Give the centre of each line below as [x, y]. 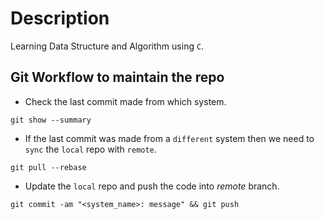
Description [60, 18]
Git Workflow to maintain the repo [117, 77]
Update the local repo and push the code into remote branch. [152, 186]
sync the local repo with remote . [90, 149]
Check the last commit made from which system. [125, 101]
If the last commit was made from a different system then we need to [169, 138]
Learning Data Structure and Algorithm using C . [107, 46]
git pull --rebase [48, 167]
